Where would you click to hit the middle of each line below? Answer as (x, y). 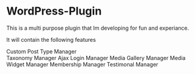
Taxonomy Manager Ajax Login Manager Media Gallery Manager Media (96, 58)
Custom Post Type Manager (42, 51)
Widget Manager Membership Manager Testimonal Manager (83, 64)
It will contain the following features (51, 39)
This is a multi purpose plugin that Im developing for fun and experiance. (98, 28)
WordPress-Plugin (54, 11)
